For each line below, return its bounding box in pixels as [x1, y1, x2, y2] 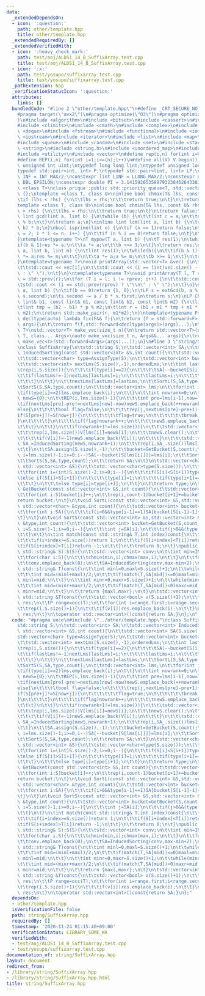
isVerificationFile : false [12, 907, 81, 913]
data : [6, 9, 20, 15]
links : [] [17, 100, 43, 106]
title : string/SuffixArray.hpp [6, 980, 86, 987]
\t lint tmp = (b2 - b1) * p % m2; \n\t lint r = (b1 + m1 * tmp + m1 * [17, 304, 198, 310]
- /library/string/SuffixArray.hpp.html [6, 975, 111, 981]
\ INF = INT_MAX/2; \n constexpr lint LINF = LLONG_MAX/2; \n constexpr [17, 174, 195, 180]
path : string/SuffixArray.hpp [12, 912, 88, 918]
